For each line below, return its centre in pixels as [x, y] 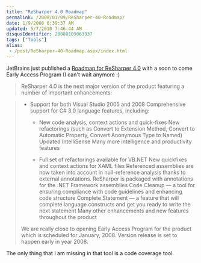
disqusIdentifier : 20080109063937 [50, 34]
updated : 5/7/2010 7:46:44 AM [44, 29]
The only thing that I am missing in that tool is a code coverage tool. [90, 253]
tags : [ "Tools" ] [26, 40]
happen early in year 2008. [54, 241]
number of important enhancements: [66, 92]
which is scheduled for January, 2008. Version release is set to [99, 235]
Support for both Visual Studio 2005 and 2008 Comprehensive [108, 104]
